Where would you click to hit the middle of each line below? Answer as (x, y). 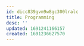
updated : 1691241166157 (36, 28)
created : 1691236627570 (36, 34)
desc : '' (17, 23)
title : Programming (30, 17)
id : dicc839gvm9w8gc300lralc (42, 12)
